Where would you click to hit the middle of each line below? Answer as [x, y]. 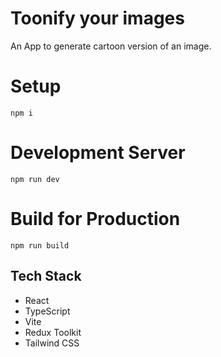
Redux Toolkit [53, 332]
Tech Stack [46, 276]
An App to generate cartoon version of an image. [111, 46]
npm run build [40, 245]
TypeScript [47, 311]
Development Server [98, 153]
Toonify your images [97, 18]
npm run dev [35, 179]
